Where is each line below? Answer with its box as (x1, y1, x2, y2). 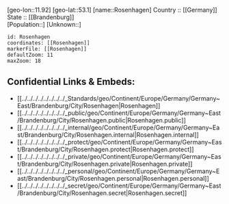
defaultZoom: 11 (7, 51, 53, 58)
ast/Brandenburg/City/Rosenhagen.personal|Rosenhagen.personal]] (16, 174, 210, 182)
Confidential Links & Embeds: (7, 76, 135, 88)
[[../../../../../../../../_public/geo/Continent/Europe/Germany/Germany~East (16, 109, 221, 117)
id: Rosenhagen (7, 34, 51, 40)
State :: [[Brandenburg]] (7, 13, 75, 21)
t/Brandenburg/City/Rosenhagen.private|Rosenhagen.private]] (16, 160, 193, 168)
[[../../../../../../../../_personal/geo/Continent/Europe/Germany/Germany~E (16, 167, 220, 175)
